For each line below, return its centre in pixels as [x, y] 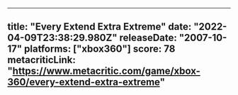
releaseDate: [148, 38]
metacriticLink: [41, 60]
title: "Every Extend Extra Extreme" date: [100, 27]
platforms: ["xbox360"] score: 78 [100, 49]
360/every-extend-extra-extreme [84, 82]
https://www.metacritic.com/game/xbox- [106, 71]
